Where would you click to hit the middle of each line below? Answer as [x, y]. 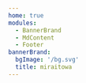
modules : [22, 23]
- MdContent [35, 38]
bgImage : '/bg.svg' [47, 60]
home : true [26, 15]
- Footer [30, 45]
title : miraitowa [44, 67]
